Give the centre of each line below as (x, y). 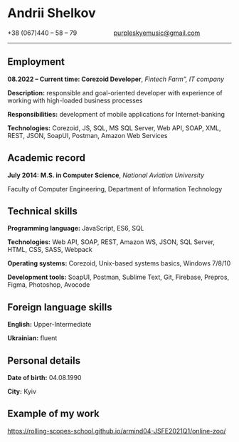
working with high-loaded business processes (75, 100)
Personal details (44, 361)
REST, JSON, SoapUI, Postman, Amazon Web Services (87, 135)
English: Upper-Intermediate (49, 325)
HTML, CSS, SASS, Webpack (50, 250)
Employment (36, 62)
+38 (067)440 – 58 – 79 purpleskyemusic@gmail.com (104, 33)
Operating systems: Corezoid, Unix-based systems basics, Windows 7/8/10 (119, 263)
